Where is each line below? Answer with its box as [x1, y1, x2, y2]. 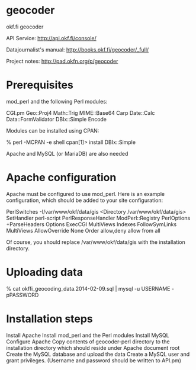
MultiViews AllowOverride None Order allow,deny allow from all [6, 227, 161, 234]
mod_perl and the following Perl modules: [6, 98, 108, 105]
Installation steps [6, 312, 93, 326]
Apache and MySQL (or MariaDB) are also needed [6, 150, 128, 157]
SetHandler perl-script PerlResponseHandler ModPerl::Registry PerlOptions [6, 214, 191, 221]
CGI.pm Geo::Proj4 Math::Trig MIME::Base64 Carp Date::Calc [6, 109, 155, 116]
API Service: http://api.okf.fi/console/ [6, 34, 97, 41]
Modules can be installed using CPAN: [6, 127, 99, 134]
